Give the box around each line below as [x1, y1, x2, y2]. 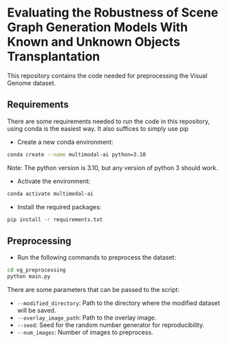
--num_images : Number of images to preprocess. [17, 328, 153, 336]
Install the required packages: [17, 202, 102, 211]
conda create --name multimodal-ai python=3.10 [7, 151, 147, 158]
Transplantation [7, 49, 100, 65]
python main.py [7, 273, 51, 280]
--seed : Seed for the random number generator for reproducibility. [17, 320, 205, 329]
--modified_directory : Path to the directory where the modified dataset [17, 298, 220, 307]
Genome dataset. [7, 79, 56, 87]
